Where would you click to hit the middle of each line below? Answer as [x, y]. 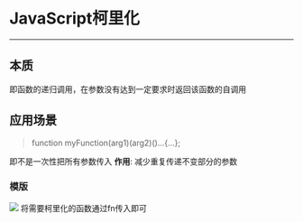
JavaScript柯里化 [74, 18]
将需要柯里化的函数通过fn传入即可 [83, 208]
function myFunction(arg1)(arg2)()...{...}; [106, 143]
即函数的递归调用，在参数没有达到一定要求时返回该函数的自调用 [128, 89]
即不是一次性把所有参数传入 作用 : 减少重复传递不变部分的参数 [123, 161]
